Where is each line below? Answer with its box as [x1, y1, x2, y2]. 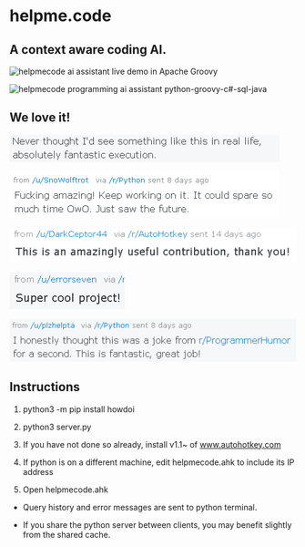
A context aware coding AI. [9, 42, 167, 57]
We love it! [9, 110, 71, 126]
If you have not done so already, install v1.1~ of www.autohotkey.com [22, 439, 281, 449]
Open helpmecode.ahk [22, 484, 109, 495]
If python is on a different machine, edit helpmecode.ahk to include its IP [22, 457, 295, 468]
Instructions [9, 379, 80, 395]
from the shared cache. [22, 529, 111, 540]
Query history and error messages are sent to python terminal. [22, 501, 258, 512]
